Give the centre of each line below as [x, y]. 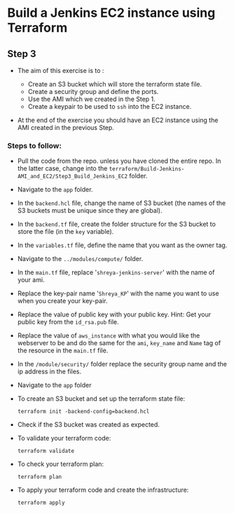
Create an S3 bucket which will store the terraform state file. [115, 84]
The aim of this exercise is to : [61, 71]
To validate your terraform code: [64, 438]
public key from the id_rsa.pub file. [68, 322]
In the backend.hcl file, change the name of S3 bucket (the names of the [122, 203]
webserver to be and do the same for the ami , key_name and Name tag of [119, 343]
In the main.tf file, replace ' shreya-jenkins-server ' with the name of [116, 272]
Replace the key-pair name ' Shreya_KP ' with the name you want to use [118, 293]
